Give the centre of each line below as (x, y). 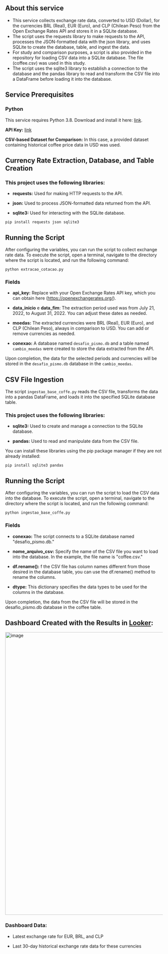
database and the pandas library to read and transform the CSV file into (86, 73)
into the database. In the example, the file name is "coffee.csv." (77, 557)
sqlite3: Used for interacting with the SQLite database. (69, 213)
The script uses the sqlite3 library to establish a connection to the (80, 68)
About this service (34, 8)
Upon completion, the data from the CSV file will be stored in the (72, 602)
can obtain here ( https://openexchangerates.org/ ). (64, 298)
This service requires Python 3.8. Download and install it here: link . (74, 120)
